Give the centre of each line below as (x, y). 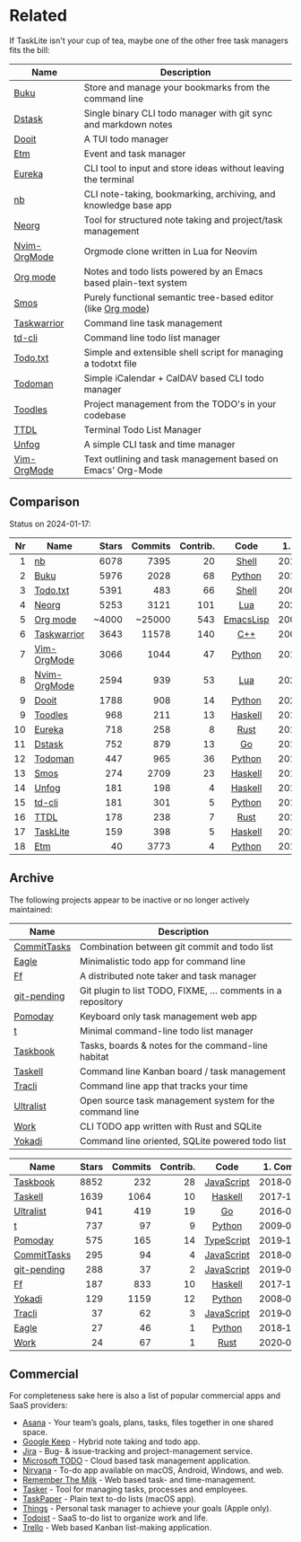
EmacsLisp (247, 619)
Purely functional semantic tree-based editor (179, 297)
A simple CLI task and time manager (159, 444)
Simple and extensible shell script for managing (184, 352)
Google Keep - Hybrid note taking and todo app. (111, 1441)
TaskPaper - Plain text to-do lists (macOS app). (109, 1499)
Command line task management (153, 322)
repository (101, 1001)
